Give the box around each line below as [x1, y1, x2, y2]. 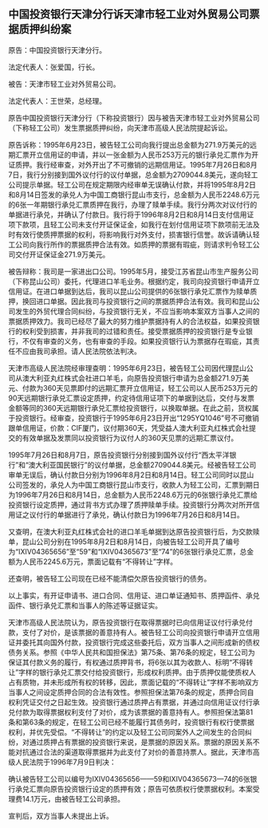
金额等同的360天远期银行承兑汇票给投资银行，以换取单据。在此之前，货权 [8, 403, 253, 412]
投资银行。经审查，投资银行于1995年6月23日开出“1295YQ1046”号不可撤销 [14, 413, 259, 423]
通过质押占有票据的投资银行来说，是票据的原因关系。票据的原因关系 [29, 737, 253, 747]
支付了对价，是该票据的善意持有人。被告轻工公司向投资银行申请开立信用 [22, 627, 260, 637]
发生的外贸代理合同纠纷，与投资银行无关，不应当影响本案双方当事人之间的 [14, 306, 260, 316]
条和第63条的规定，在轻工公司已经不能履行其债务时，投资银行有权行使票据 [8, 717, 255, 727]
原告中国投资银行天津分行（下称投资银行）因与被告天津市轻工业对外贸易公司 [8, 112, 260, 122]
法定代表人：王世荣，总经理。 [8, 96, 106, 105]
